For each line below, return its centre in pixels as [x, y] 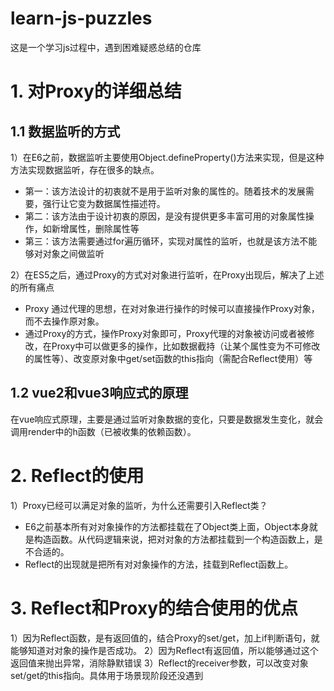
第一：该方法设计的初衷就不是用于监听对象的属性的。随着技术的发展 [165, 191]
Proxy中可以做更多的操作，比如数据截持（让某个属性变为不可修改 [186, 346]
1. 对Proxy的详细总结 [96, 91]
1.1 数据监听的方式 [65, 131]
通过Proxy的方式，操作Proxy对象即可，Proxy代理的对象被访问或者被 [165, 333]
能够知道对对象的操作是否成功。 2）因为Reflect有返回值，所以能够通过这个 [164, 650]
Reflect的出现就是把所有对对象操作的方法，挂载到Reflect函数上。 [159, 564]
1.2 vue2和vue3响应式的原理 [99, 393]
